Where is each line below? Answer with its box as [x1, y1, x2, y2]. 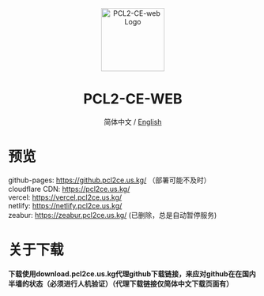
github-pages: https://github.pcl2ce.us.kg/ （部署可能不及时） [8, 175, 211, 185]
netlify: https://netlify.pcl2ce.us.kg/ [8, 200, 123, 210]
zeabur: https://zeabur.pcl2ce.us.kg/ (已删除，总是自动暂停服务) [8, 210, 217, 219]
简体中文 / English [104, 117, 162, 126]
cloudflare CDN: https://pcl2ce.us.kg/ [8, 184, 130, 193]
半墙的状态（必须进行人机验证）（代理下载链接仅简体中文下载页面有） [8, 279, 233, 288]
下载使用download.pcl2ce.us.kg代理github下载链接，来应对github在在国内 [8, 268, 256, 279]
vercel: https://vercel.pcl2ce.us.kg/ [8, 193, 123, 202]
